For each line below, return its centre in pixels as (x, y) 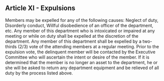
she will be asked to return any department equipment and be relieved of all (82, 68)
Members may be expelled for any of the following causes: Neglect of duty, (82, 20)
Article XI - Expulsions (40, 8)
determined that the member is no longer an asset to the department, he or (82, 62)
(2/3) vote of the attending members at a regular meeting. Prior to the (88, 46)
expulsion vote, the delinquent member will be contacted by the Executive (80, 52)
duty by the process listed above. (39, 73)
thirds (11, 46)
